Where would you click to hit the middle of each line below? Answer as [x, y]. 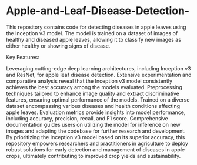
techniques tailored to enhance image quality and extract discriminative [93, 93]
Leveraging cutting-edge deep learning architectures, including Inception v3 [98, 68]
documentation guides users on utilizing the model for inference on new [93, 124]
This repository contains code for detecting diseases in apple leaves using [96, 27]
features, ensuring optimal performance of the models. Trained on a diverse [98, 100]
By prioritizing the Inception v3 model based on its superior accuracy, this [96, 137]
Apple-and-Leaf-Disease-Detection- [98, 11]
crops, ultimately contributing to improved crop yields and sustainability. [94, 156]
